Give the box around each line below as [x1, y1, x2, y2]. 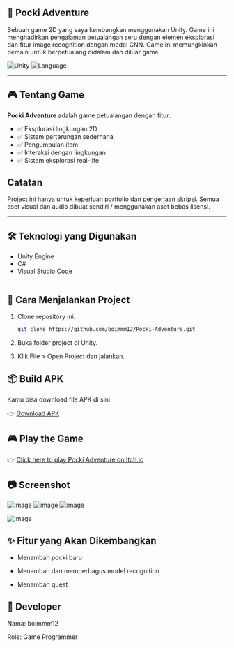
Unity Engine [17, 252, 54, 260]
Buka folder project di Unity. [17, 338, 98, 346]
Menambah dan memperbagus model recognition [17, 567, 160, 575]
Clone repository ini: [17, 312, 76, 321]
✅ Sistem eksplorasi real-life [17, 156, 100, 164]
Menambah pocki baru [17, 553, 82, 562]
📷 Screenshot [7, 479, 71, 491]
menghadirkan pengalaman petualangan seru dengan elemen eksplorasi [7, 33, 214, 41]
